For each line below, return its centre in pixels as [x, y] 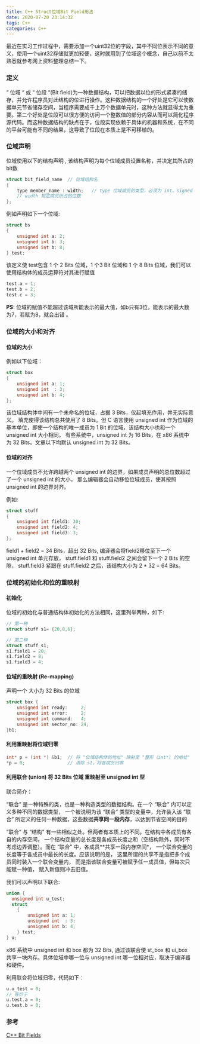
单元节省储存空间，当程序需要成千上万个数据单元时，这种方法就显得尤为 [100, 107]
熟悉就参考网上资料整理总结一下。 [48, 61]
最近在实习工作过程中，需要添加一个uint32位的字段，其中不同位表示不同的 [97, 46]
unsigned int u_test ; [38, 899]
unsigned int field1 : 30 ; [49, 522]
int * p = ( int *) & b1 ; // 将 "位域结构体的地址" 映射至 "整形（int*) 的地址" [98, 757]
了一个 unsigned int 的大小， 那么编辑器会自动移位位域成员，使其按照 [91, 479]
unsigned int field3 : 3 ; [48, 533]
